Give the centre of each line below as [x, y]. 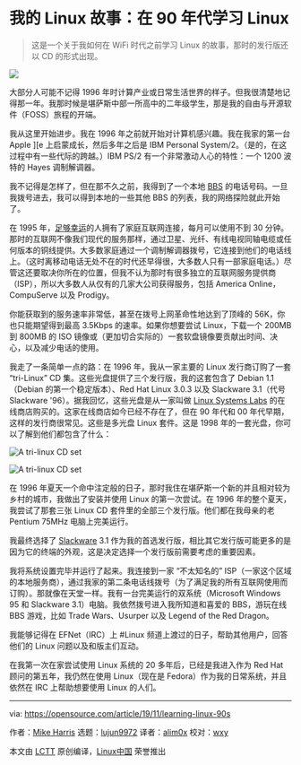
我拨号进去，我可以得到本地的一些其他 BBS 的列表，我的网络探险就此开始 [145, 197]
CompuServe [34, 295]
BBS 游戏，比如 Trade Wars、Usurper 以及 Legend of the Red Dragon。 [142, 615]
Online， [264, 283]
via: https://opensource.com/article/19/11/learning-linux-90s [120, 713]
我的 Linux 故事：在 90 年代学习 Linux [149, 18]
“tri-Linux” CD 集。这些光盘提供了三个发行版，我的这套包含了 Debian [137, 378]
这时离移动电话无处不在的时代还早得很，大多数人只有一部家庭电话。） [156, 261]
